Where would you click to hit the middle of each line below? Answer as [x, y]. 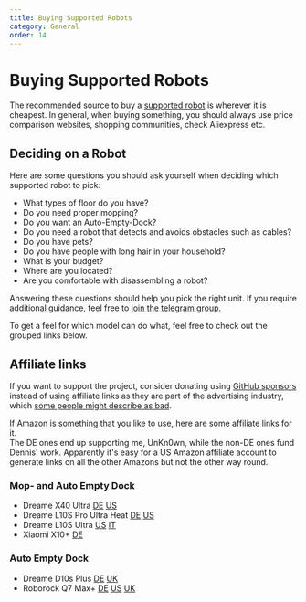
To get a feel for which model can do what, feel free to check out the [138, 326]
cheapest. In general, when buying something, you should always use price [152, 115]
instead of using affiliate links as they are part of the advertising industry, [147, 396]
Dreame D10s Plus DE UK [70, 578]
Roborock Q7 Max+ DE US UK [79, 588]
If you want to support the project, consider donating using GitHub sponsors [153, 385]
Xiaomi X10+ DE [53, 534]
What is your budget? [63, 261]
